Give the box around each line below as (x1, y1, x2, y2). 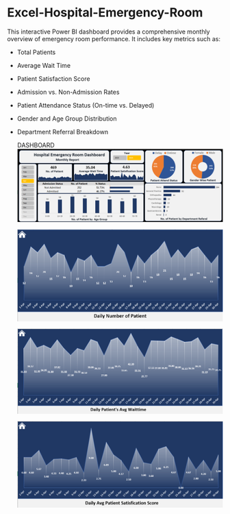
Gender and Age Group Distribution (16, 114, 118, 123)
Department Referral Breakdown (16, 127, 108, 136)
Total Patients (16, 48, 56, 56)
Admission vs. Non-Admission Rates (16, 88, 120, 96)
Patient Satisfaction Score (16, 74, 90, 83)
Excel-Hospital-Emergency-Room (7, 5, 203, 21)
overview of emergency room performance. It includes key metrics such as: (7, 34, 221, 42)
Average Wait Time (16, 61, 71, 69)
